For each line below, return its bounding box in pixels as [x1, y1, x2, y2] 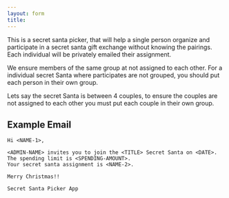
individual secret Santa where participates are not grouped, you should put [7, 70, 220, 79]
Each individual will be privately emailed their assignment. [7, 50, 172, 59]
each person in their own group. [7, 78, 99, 86]
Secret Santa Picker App [7, 186, 79, 192]
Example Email [7, 119, 72, 130]
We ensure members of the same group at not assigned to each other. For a [7, 63, 223, 72]
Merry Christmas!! [7, 173, 60, 180]
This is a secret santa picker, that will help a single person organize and [7, 35, 210, 43]
